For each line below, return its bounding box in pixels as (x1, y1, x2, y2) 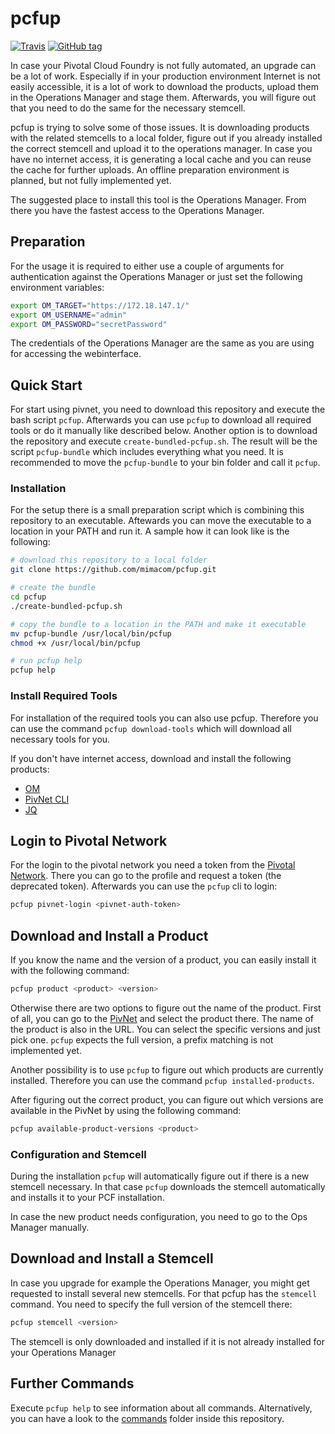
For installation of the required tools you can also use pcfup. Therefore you (10, 712, 319, 724)
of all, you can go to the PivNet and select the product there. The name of (10, 1012, 314, 1024)
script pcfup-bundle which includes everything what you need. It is (10, 446, 284, 458)
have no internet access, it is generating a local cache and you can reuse (10, 153, 312, 165)
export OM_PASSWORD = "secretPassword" (10, 319, 168, 329)
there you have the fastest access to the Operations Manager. (10, 204, 265, 216)
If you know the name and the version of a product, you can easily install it (10, 954, 317, 966)
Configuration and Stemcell (10, 1147, 147, 1161)
